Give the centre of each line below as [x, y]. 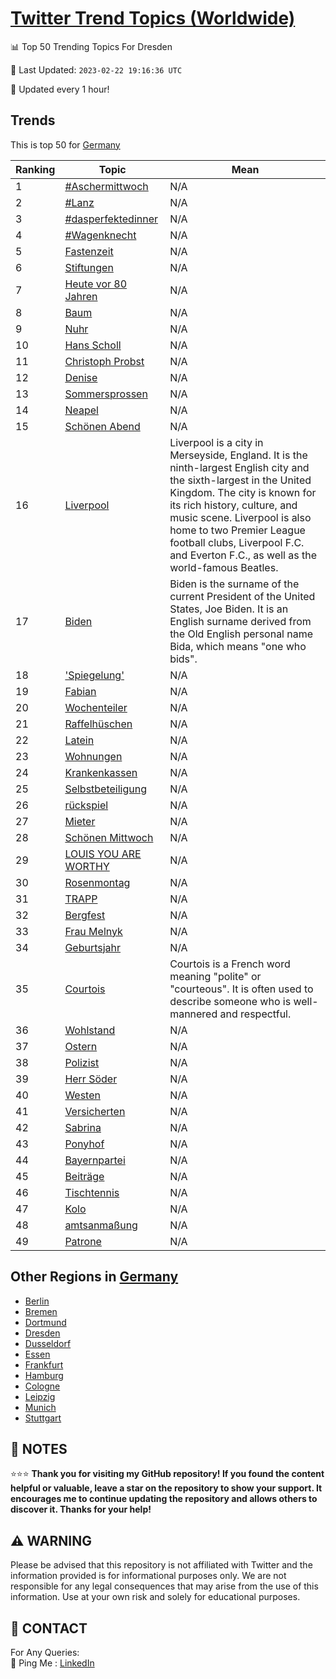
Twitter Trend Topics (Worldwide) [153, 18]
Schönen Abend [102, 426]
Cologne [42, 1386]
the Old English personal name [241, 634]
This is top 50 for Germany [65, 144]
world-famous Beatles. [224, 567]
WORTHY [87, 866]
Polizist [82, 1062]
